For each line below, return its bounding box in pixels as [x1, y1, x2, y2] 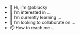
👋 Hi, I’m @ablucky [9, 5, 48, 10]
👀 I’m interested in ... [9, 9, 51, 15]
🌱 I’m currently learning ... [9, 15, 62, 20]
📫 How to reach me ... [9, 25, 55, 30]
